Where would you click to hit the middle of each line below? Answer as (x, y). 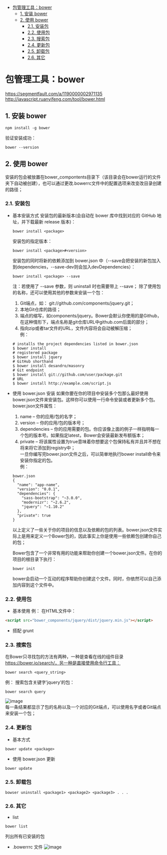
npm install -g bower (28, 128)
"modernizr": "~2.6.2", (46, 502)
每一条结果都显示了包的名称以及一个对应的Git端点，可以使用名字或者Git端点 (83, 707)
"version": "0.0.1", (38, 489)
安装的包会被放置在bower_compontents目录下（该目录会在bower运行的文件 (83, 177)
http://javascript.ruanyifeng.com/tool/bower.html (55, 99)
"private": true (34, 515)
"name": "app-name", (38, 485)
